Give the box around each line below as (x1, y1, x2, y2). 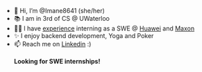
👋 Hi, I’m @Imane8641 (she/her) (13, 7, 106, 15)
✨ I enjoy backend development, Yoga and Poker (13, 32, 154, 39)
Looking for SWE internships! (13, 57, 101, 65)
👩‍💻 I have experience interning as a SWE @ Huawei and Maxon (13, 24, 195, 33)
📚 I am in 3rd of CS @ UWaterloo (13, 15, 110, 22)
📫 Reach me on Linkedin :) (13, 40, 92, 48)
